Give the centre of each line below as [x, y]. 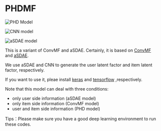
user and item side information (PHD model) [56, 109]
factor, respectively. [25, 70]
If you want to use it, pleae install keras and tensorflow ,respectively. [74, 79]
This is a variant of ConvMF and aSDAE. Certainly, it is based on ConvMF [78, 50]
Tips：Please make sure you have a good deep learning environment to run [81, 119]
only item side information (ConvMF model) [55, 103]
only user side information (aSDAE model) [54, 98]
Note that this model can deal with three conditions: [57, 89]
